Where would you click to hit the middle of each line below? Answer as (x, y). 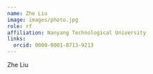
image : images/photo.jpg (43, 20)
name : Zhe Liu (28, 13)
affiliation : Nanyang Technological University (77, 33)
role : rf (20, 26)
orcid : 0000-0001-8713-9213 (54, 45)
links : (17, 39)
